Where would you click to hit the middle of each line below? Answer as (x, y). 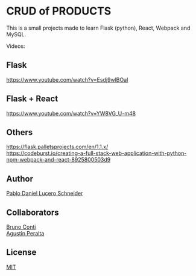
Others (20, 132)
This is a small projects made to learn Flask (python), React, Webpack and (98, 28)
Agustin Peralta (25, 233)
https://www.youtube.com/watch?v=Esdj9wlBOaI (67, 79)
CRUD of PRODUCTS (59, 11)
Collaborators (33, 212)
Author (20, 179)
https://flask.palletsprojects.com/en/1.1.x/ (57, 147)
